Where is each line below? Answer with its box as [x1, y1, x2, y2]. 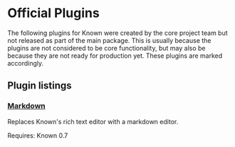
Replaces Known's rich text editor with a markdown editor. [7, 117, 179, 126]
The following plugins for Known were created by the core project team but [7, 29, 228, 37]
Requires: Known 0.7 [7, 131, 68, 140]
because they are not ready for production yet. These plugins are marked [7, 51, 223, 60]
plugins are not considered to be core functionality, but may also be [7, 44, 206, 52]
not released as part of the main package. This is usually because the [7, 36, 211, 44]
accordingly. [7, 59, 44, 67]
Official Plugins [7, 5, 100, 21]
